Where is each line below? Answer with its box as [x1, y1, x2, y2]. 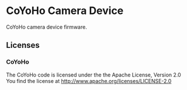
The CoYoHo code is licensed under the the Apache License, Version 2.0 [6, 71, 181, 78]
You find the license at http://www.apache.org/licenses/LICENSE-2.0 [6, 77, 172, 84]
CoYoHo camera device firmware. [6, 23, 88, 30]
